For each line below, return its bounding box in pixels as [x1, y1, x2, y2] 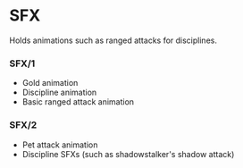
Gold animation [21, 78, 79, 88]
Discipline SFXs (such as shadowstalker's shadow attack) [21, 148, 235, 159]
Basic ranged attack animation [21, 97, 135, 107]
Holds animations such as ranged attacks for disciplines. [9, 35, 217, 46]
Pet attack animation [21, 139, 98, 150]
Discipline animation [21, 87, 97, 98]
